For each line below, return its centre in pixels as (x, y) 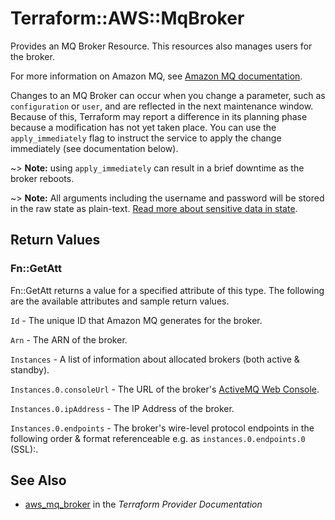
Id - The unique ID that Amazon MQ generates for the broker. (136, 320)
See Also (38, 480)
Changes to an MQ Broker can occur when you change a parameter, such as (168, 95)
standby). (30, 369)
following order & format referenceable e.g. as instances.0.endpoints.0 (158, 438)
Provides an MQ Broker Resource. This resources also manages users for (161, 46)
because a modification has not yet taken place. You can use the (143, 127)
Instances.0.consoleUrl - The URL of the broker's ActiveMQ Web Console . (165, 389)
